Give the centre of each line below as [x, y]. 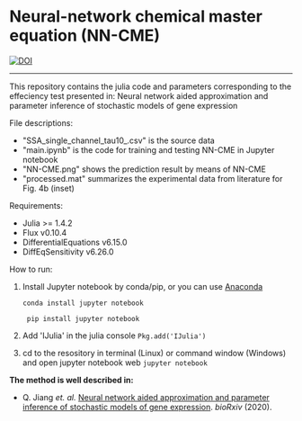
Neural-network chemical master [136, 17]
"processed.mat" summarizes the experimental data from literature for [152, 178]
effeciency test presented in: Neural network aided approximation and [139, 95]
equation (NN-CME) [84, 36]
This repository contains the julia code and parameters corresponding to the [151, 86]
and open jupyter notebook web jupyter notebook [115, 363]
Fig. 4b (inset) [48, 188]
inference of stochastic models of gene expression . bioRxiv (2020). [147, 407]
